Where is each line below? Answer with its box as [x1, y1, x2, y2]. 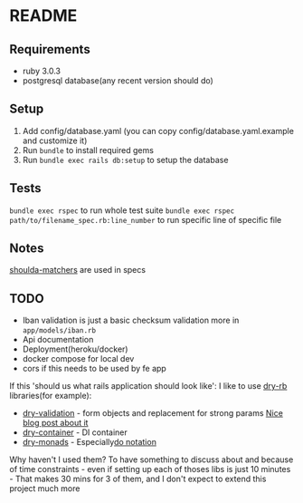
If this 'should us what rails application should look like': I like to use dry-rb [9, 381, 288, 392]
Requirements [9, 42, 90, 57]
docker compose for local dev [22, 353, 135, 364]
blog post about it [22, 418, 89, 429]
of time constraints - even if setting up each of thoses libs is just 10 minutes [9, 464, 291, 475]
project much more [9, 483, 80, 494]
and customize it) [22, 135, 88, 146]
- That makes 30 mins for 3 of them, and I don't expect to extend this [9, 473, 267, 485]
